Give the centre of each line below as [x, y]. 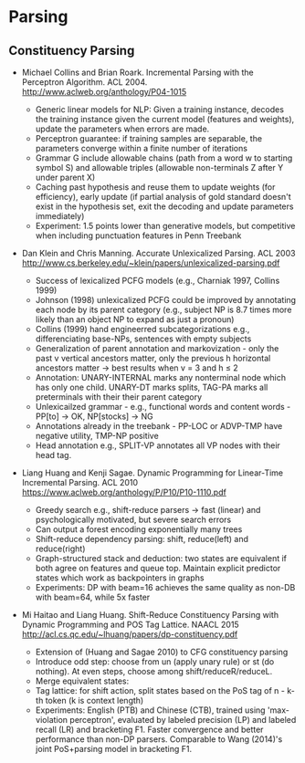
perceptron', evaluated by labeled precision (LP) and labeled [183, 720]
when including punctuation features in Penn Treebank [138, 235]
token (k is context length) [95, 700]
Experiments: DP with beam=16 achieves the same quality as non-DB [165, 587]
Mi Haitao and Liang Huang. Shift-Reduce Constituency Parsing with [150, 615]
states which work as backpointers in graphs [120, 578]
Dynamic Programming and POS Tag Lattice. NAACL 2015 [130, 624]
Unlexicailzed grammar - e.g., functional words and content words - [163, 407]
